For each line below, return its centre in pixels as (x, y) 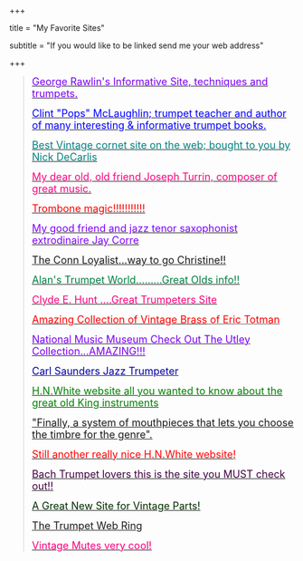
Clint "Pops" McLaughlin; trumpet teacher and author (159, 113)
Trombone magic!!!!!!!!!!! (88, 208)
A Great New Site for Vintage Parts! (116, 506)
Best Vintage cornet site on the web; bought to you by (161, 145)
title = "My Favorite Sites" (57, 28)
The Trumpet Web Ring (87, 526)
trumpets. (55, 93)
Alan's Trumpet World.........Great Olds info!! (136, 280)
